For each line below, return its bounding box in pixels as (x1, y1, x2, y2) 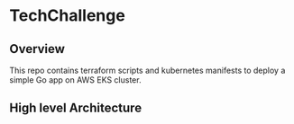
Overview (9, 41, 66, 57)
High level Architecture (9, 101, 142, 116)
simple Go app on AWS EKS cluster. (9, 75, 142, 85)
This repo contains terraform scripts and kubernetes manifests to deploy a (9, 65, 286, 75)
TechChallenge (9, 5, 126, 26)
